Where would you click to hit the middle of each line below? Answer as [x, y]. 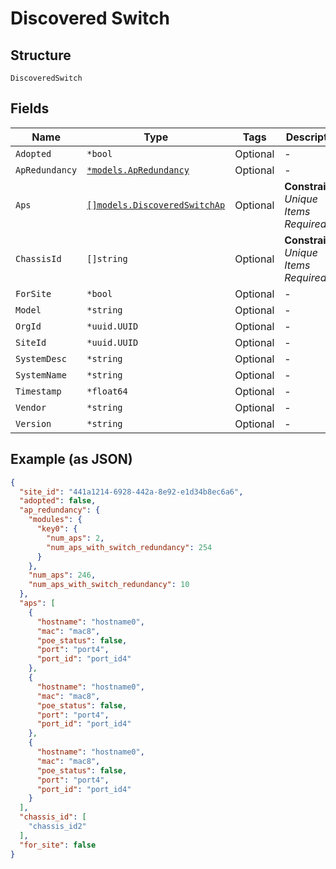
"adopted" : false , [58, 501]
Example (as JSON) [71, 459]
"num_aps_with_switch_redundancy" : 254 [129, 547]
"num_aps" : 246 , [62, 575]
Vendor [31, 407]
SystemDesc [41, 358]
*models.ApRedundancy [138, 170]
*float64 [107, 391]
